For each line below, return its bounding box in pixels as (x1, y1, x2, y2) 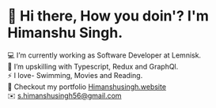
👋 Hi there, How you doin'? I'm (7, 7, 209, 25)
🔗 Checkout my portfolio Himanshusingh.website (7, 82, 167, 91)
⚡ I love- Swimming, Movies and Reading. (7, 70, 143, 80)
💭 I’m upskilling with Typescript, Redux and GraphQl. (7, 61, 179, 71)
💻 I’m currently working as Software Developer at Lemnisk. (7, 50, 202, 60)
